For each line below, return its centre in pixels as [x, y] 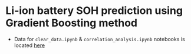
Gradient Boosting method [72, 23]
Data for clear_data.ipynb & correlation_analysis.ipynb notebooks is [99, 39]
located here [29, 45]
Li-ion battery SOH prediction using [94, 11]
